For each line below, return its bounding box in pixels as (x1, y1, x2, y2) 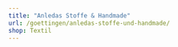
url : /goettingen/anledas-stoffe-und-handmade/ (8, 19, 171, 27)
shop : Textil (8, 26, 52, 34)
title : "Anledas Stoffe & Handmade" (8, 11, 131, 20)
